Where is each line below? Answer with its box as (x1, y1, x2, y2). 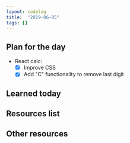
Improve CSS (23, 64, 56, 71)
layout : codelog (6, 8, 46, 15)
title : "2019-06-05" (6, 14, 60, 20)
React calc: (14, 58, 43, 65)
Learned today (6, 88, 61, 98)
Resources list (6, 108, 61, 119)
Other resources (6, 129, 68, 139)
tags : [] (6, 20, 28, 26)
